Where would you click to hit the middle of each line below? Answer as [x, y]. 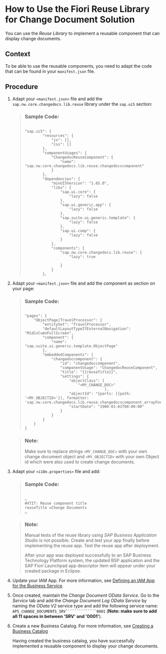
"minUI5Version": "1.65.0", [80, 183]
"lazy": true [82, 257]
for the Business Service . [38, 586]
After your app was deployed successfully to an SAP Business [88, 555]
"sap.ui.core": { [78, 192]
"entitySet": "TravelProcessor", [77, 325]
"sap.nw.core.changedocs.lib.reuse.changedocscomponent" [84, 166]
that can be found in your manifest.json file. [50, 71]
